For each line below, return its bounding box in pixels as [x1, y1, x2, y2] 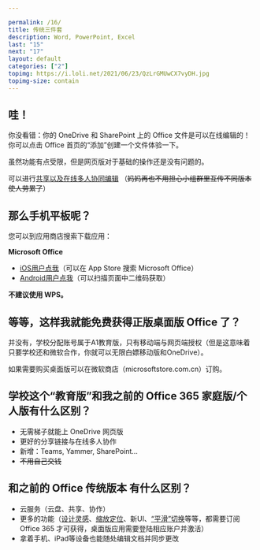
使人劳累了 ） [8, 184, 50, 193]
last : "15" [8, 40, 44, 48]
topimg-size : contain [8, 76, 80, 85]
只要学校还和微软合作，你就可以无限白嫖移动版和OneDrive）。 [8, 347, 208, 357]
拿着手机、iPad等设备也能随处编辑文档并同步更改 [19, 533, 180, 543]
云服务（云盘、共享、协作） [19, 504, 110, 513]
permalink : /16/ [8, 18, 61, 26]
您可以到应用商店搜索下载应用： [8, 232, 112, 241]
